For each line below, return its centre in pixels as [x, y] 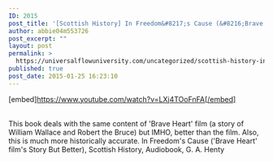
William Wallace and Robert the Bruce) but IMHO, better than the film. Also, [134, 132]
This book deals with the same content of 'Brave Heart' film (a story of [126, 123]
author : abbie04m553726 [49, 31]
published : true [36, 69]
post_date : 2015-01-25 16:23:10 [63, 76]
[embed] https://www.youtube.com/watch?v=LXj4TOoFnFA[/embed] [122, 99]
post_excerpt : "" [38, 38]
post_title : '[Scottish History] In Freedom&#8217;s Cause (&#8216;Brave [136, 23]
